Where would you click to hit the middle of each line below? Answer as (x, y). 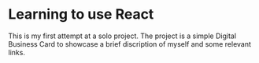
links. (17, 52)
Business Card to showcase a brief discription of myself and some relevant (130, 44)
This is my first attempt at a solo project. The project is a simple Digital (122, 36)
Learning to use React (81, 14)
